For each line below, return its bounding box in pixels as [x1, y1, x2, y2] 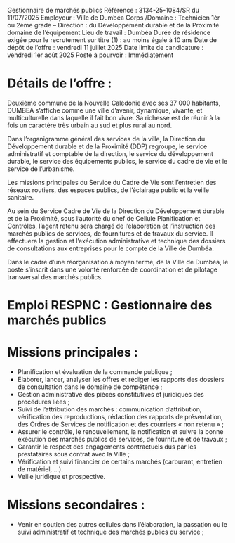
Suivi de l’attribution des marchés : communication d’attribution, [17, 405, 202, 414]
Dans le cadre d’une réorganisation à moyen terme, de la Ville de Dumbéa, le [7, 257, 229, 266]
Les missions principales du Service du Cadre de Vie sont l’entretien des [7, 178, 217, 186]
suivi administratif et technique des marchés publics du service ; [17, 528, 205, 536]
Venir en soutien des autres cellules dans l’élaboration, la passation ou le [17, 520, 228, 528]
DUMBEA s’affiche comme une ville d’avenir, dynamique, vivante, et [7, 106, 203, 115]
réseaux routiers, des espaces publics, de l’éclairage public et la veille [7, 186, 209, 194]
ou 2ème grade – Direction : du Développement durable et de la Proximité [7, 21, 220, 29]
